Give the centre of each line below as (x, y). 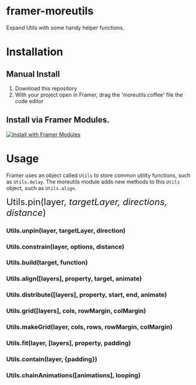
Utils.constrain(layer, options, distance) (65, 246)
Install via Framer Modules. (58, 120)
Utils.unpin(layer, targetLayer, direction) (66, 230)
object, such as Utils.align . (41, 188)
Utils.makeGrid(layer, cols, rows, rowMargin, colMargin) (89, 327)
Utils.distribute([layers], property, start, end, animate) (87, 295)
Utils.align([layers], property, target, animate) (74, 279)
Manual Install (33, 74)
